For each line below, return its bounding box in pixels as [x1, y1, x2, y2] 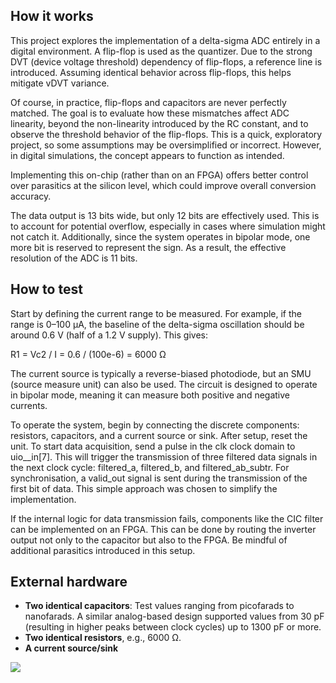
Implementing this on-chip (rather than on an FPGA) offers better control [10, 169, 309, 181]
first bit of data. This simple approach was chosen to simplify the [10, 482, 278, 494]
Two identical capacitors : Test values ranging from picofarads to [24, 600, 295, 612]
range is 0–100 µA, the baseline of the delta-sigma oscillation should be [10, 318, 305, 330]
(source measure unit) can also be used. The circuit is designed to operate [10, 378, 318, 390]
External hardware [10, 574, 128, 591]
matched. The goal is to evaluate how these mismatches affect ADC [10, 107, 290, 119]
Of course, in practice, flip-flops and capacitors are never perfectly [10, 96, 287, 108]
